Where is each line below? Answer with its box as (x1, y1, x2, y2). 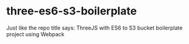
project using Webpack (6, 30, 65, 37)
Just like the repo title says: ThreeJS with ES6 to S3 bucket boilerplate (6, 24, 183, 31)
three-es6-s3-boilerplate (6, 4, 137, 18)
